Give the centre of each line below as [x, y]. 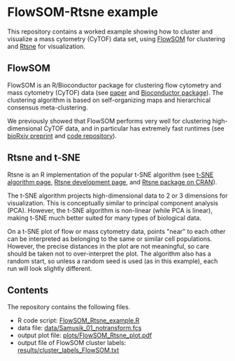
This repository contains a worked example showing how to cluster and [110, 31]
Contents [28, 290]
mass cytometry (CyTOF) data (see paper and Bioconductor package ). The [115, 92]
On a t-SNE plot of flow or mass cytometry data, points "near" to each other [116, 231]
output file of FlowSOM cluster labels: [72, 343]
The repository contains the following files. [69, 307]
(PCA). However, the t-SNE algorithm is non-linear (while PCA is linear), [110, 210]
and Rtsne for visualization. [47, 46]
